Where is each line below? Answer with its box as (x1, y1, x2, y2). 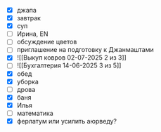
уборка (16, 77, 39, 86)
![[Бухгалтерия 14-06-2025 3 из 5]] (16, 61, 122, 70)
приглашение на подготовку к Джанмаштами (16, 46, 154, 54)
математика (16, 109, 53, 117)
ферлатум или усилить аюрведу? (16, 117, 117, 125)
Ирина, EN (16, 29, 49, 38)
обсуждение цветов (16, 38, 77, 46)
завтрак (16, 14, 41, 22)
